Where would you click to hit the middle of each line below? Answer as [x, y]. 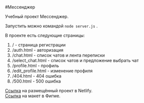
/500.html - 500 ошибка [36, 81]
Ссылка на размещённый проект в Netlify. [49, 91]
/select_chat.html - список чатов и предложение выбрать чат [75, 60]
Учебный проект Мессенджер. [37, 16]
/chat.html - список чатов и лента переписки [58, 55]
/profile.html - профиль [36, 66]
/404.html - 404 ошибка [37, 76]
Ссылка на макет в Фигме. [33, 96]
